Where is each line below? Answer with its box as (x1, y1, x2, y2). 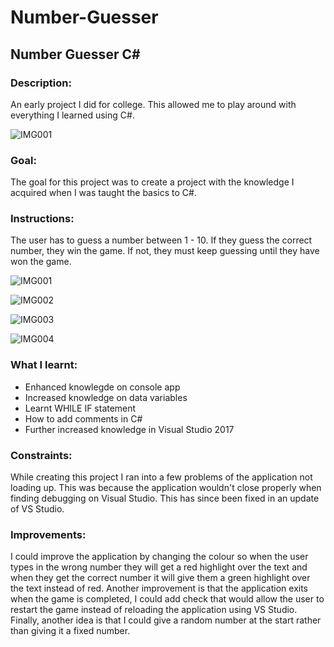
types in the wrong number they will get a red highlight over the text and (10, 561, 308, 573)
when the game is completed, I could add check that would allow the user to (10, 593, 325, 605)
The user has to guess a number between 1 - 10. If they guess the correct (10, 234, 313, 246)
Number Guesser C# (10, 46, 141, 63)
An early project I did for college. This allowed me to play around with (10, 98, 297, 110)
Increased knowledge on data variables (24, 391, 188, 403)
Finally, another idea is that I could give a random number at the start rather (10, 614, 322, 626)
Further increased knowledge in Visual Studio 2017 (24, 423, 235, 435)
